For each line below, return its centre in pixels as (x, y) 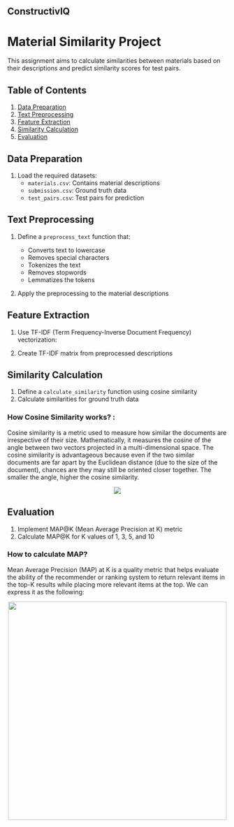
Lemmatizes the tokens (61, 279)
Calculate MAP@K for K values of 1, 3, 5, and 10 (86, 536)
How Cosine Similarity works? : (61, 417)
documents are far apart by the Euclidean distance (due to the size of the (112, 462)
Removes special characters (68, 257)
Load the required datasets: (57, 175)
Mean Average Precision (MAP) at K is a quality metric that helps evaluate (113, 569)
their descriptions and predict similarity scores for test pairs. (94, 68)
